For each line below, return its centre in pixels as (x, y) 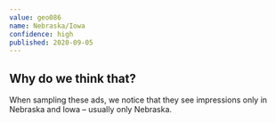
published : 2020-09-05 (51, 42)
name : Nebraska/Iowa (48, 26)
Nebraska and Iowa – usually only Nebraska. (90, 110)
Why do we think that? (73, 78)
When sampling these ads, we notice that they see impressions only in (138, 100)
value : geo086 (36, 17)
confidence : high (41, 34)
